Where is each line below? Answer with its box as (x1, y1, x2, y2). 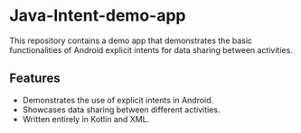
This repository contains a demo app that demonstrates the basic (9, 35, 253, 46)
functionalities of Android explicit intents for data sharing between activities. (9, 44, 294, 55)
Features (9, 71, 61, 86)
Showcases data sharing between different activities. (22, 104, 221, 115)
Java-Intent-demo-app (9, 5, 186, 26)
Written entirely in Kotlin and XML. (22, 113, 150, 124)
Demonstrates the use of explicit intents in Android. (22, 94, 214, 105)
